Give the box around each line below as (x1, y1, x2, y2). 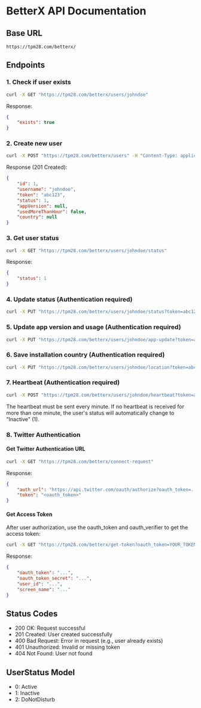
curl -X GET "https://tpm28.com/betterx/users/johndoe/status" (6, 247, 167, 254)
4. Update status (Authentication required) (6, 295, 133, 303)
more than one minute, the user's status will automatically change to (6, 409, 175, 417)
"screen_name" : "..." (17, 587, 71, 592)
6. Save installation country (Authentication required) (6, 351, 165, 359)
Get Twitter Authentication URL (6, 445, 86, 452)
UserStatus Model (6, 667, 75, 677)
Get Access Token (6, 511, 53, 518)
